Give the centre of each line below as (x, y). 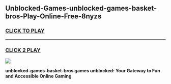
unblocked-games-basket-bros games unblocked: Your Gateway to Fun (83, 70)
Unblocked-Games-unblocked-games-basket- (81, 8)
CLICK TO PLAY (25, 31)
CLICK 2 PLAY (23, 50)
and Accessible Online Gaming (38, 76)
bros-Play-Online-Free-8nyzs (53, 17)
